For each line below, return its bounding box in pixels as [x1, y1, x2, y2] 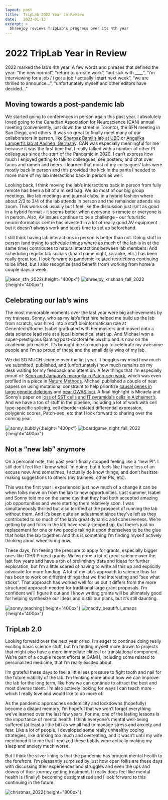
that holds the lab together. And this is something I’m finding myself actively [5, 532, 162, 538]
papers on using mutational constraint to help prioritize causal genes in [5, 383, 152, 389]
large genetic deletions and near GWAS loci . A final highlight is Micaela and [5, 388, 160, 394]
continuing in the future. [5, 779, 55, 785]
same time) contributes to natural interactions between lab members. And [5, 245, 157, 251]
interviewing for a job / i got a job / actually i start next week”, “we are [5, 75, 149, 81]
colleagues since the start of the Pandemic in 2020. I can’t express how [5, 151, 153, 157]
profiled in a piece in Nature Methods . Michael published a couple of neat [5, 378, 157, 384]
